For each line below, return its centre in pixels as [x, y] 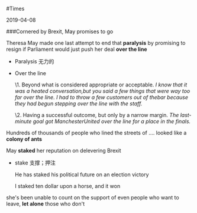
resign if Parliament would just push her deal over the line [77, 49]
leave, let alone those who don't [45, 204]
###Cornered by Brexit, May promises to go [60, 31]
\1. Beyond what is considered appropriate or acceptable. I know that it [101, 85]
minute [23, 121]
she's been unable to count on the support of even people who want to [93, 197]
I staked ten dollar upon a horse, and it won [67, 186]
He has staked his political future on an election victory [82, 175]
